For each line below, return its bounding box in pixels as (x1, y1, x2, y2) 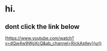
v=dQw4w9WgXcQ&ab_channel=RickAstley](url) (5, 40, 102, 46)
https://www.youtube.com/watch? (6, 35, 74, 41)
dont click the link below (5, 23, 80, 31)
